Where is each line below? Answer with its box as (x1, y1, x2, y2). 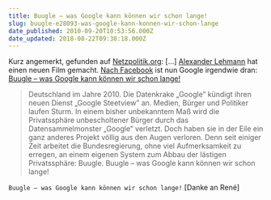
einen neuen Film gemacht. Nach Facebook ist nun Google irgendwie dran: (8, 66, 258, 75)
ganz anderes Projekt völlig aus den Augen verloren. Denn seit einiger (28, 133, 261, 143)
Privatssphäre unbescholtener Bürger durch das (28, 115, 188, 126)
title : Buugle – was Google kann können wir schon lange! (8, 11, 208, 20)
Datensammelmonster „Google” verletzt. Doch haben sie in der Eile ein (28, 124, 264, 134)
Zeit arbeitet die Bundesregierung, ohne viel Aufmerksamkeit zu (28, 141, 242, 151)
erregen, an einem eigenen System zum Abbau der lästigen (28, 150, 227, 160)
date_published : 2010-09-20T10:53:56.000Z (8, 27, 154, 35)
